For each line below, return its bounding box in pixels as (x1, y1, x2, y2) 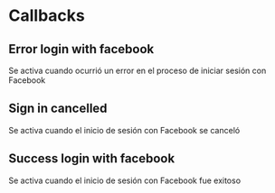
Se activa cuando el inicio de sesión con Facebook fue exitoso (8, 175, 242, 186)
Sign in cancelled (8, 101, 108, 116)
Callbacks (8, 5, 85, 26)
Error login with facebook (8, 41, 155, 57)
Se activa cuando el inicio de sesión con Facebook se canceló (8, 124, 241, 135)
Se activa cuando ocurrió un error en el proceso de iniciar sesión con (8, 65, 267, 76)
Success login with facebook (8, 151, 175, 167)
